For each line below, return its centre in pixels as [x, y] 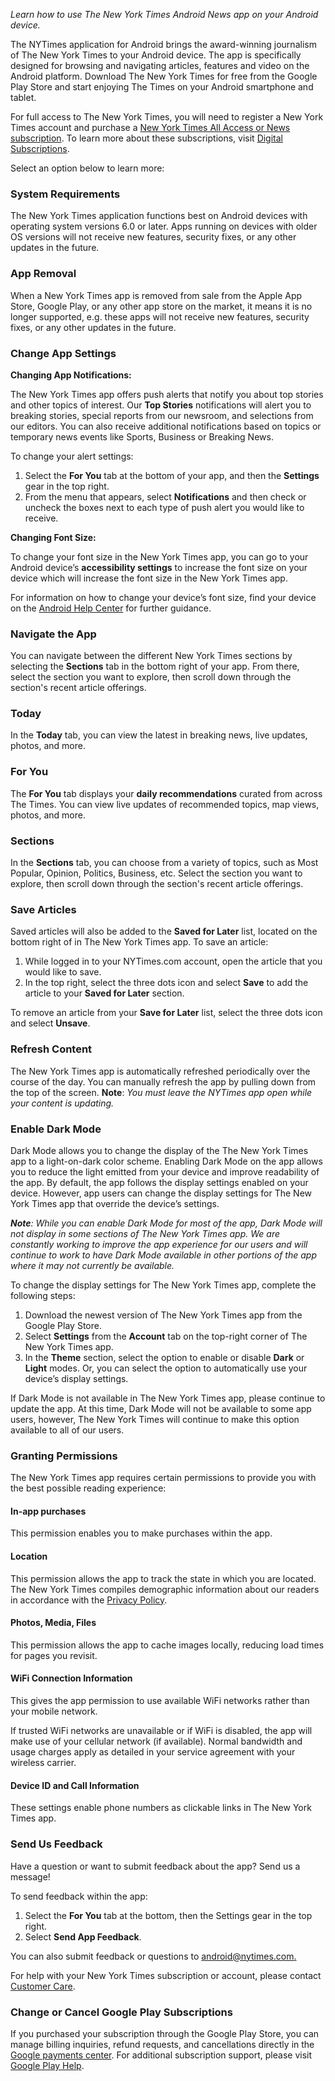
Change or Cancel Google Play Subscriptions [121, 2012]
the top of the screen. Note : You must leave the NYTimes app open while [161, 1092]
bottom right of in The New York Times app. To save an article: [139, 942]
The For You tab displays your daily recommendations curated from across [166, 793]
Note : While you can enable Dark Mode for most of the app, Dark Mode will [166, 1223]
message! [30, 1876]
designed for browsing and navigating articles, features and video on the [160, 65]
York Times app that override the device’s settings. [115, 1203]
